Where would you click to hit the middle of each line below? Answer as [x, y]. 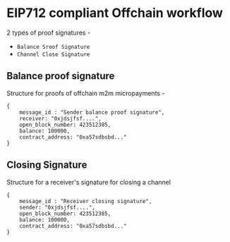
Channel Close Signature [53, 54]
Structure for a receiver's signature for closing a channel [89, 182]
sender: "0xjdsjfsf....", [57, 207]
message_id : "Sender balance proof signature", [92, 112]
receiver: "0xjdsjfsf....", [60, 118]
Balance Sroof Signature [53, 47]
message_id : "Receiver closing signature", [86, 201]
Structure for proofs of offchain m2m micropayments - [86, 93]
